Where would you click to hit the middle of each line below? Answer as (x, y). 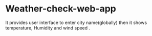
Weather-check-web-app (61, 9)
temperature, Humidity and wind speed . (48, 27)
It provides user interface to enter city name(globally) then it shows (76, 22)
